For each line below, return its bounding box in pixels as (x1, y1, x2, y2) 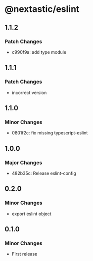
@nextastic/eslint (4, 3, 80, 15)
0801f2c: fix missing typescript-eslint (11, 130, 88, 136)
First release (11, 251, 38, 257)
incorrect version (11, 89, 47, 95)
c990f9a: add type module (11, 49, 67, 55)
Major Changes (4, 159, 43, 166)
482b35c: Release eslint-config (11, 170, 76, 176)
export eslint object (11, 211, 51, 217)
